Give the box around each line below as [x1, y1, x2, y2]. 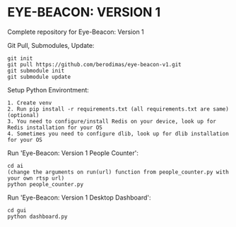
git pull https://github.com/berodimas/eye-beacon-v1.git [7, 61, 182, 68]
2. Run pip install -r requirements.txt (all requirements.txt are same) [7, 105, 230, 113]
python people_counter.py [7, 180, 83, 188]
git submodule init [7, 67, 65, 74]
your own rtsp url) [7, 174, 65, 182]
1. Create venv [7, 99, 52, 106]
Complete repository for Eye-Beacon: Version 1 [7, 27, 145, 36]
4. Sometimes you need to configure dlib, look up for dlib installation [7, 130, 230, 137]
